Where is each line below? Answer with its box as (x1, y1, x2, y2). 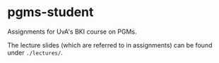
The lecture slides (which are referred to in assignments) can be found (7, 41, 213, 49)
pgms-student (7, 4, 94, 20)
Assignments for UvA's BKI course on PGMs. (7, 27, 137, 36)
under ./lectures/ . (7, 48, 64, 57)
